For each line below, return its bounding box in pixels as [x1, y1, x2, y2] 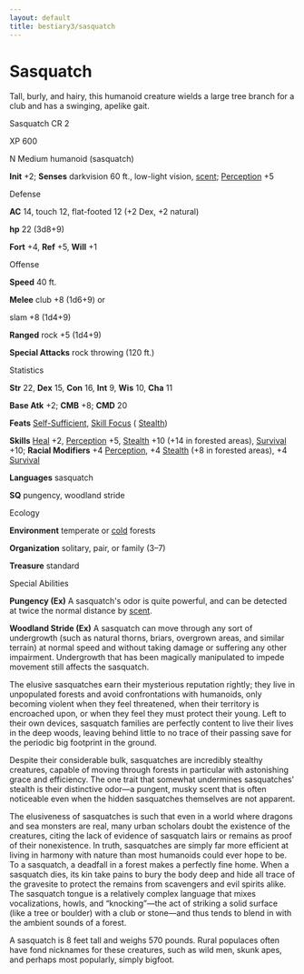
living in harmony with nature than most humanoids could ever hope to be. [9, 849, 288, 860]
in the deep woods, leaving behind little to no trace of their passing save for [9, 728, 292, 738]
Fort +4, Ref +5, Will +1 [9, 242, 98, 253]
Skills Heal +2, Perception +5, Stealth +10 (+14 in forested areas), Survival [9, 436, 288, 447]
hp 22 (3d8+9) [9, 224, 65, 235]
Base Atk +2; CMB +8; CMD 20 [9, 400, 128, 411]
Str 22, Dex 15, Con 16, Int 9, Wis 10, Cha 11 [9, 383, 173, 394]
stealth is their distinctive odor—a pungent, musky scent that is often [9, 784, 267, 795]
